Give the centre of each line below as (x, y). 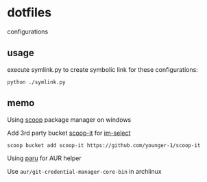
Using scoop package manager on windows (69, 119)
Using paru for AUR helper (45, 158)
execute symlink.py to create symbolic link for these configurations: (103, 69)
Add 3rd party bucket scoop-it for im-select (69, 133)
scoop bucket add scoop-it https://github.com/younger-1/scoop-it (104, 145)
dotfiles (29, 13)
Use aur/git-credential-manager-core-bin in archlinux (85, 171)
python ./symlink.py (37, 82)
